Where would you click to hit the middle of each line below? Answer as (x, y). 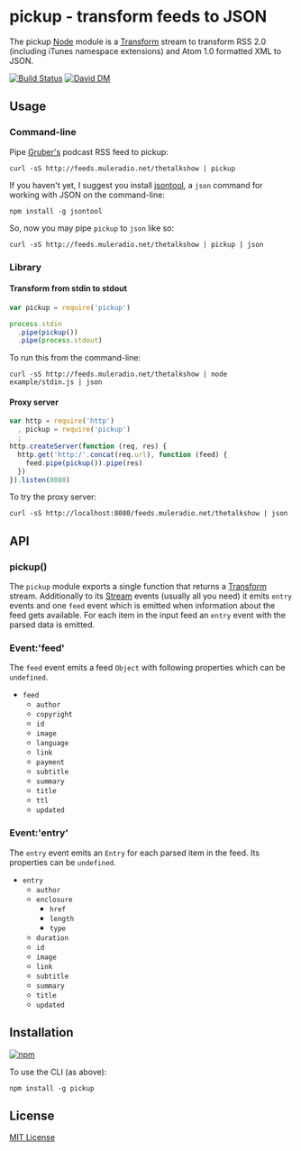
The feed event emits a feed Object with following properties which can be (147, 668)
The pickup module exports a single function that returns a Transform (138, 587)
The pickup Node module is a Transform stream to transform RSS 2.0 (138, 41)
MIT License (32, 1137)
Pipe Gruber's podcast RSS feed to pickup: (89, 151)
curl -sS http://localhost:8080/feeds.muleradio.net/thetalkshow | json (149, 514)
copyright (55, 715)
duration (52, 938)
